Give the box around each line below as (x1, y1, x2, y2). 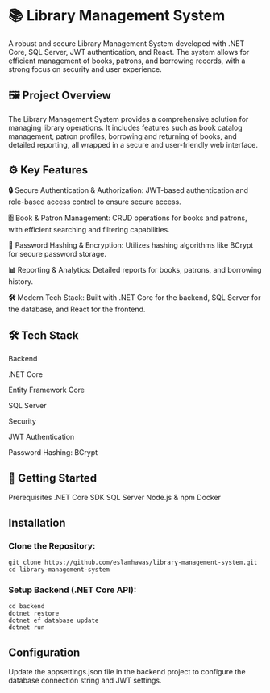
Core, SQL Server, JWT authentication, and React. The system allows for (8, 47, 250, 56)
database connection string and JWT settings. (8, 675, 163, 685)
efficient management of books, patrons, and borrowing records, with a (8, 56, 246, 65)
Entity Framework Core (8, 385, 85, 395)
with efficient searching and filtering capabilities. (8, 224, 171, 234)
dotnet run (8, 624, 45, 632)
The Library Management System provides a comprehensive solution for (8, 114, 249, 123)
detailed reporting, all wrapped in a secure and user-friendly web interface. (8, 140, 259, 149)
